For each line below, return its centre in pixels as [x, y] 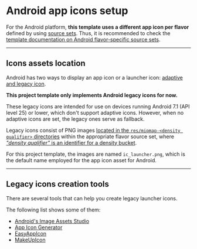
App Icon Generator [38, 227]
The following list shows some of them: [53, 210]
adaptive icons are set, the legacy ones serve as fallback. [75, 119]
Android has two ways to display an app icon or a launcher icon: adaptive [94, 77]
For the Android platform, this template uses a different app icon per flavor [98, 27]
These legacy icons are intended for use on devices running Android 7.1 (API [98, 106]
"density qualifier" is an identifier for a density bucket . [72, 142]
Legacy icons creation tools [58, 184]
